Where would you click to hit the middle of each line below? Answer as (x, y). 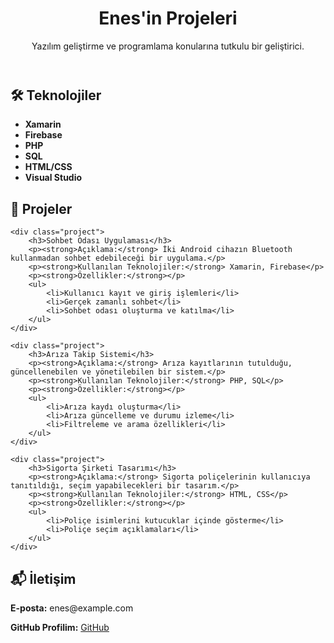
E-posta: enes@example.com (72, 608)
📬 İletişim (43, 578)
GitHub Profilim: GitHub (60, 627)
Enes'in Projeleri (168, 18)
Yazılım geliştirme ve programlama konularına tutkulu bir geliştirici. (168, 46)
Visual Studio (53, 178)
